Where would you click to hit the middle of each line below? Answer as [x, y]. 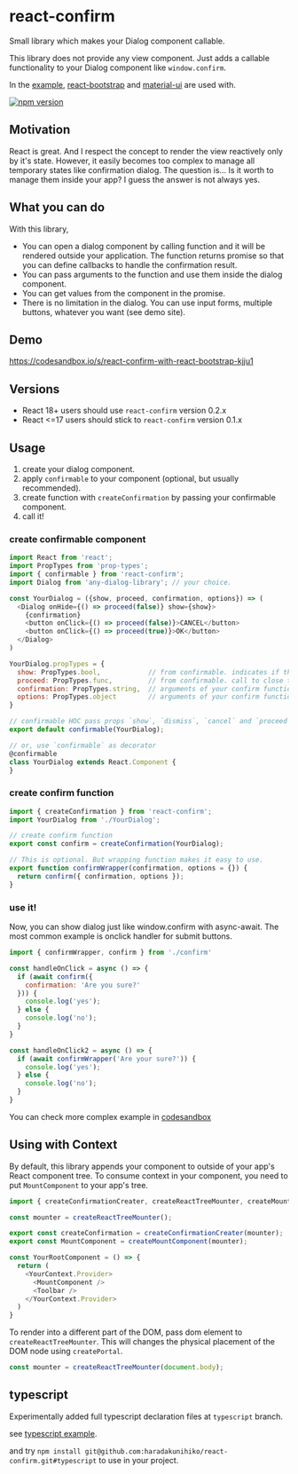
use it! [23, 907]
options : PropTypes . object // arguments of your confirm [138, 697]
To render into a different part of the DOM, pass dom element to [126, 1332]
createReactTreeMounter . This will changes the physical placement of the [142, 1342]
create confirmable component [78, 539]
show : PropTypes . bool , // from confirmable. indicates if [148, 672]
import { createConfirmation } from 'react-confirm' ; [111, 811]
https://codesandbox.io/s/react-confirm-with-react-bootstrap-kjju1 [132, 361]
